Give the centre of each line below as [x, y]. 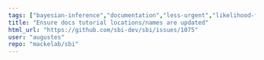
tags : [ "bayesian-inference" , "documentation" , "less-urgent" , [110, 15]
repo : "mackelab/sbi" [44, 44]
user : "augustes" [37, 37]
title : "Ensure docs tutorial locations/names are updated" [109, 23]
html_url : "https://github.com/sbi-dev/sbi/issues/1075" [103, 30]
